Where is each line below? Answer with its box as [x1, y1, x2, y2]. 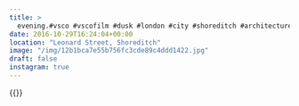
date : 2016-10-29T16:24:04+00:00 [9, 29, 133, 38]
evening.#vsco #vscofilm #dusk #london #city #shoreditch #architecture [17, 21, 293, 30]
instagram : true [9, 63, 69, 72]
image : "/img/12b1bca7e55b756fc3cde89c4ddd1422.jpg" [9, 46, 209, 55]
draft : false [9, 54, 58, 63]
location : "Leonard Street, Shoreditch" [9, 37, 162, 47]
